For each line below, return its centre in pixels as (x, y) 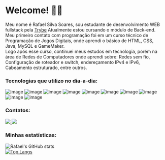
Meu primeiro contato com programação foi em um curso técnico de (77, 35)
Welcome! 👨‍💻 (34, 10)
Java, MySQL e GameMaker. (35, 46)
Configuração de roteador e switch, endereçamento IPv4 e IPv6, (73, 62)
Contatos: (18, 110)
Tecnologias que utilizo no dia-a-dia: (52, 81)
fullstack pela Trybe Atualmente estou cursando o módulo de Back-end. (80, 29)
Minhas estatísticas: (31, 135)
